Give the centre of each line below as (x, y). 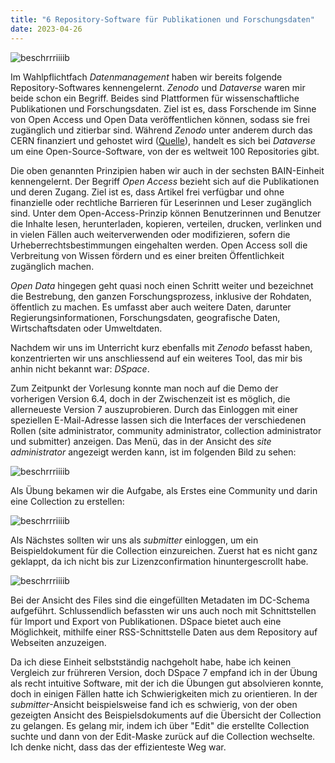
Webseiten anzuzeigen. (58, 642)
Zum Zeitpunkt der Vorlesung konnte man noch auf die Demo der (144, 388)
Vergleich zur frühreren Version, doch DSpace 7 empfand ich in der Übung (164, 672)
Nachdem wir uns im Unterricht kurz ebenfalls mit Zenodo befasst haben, (161, 347)
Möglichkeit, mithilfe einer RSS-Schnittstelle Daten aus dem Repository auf (164, 632)
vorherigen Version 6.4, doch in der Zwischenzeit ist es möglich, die (150, 398)
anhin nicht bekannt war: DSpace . (80, 368)
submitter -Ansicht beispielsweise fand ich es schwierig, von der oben (154, 704)
